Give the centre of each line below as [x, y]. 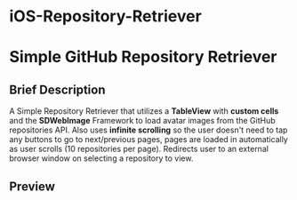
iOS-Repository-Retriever [105, 16]
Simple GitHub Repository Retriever [143, 57]
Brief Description [57, 89]
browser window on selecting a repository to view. [101, 158]
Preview [32, 186]
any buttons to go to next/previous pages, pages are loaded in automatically [149, 140]
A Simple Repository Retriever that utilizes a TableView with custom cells [144, 111]
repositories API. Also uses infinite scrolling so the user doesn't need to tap [148, 130]
